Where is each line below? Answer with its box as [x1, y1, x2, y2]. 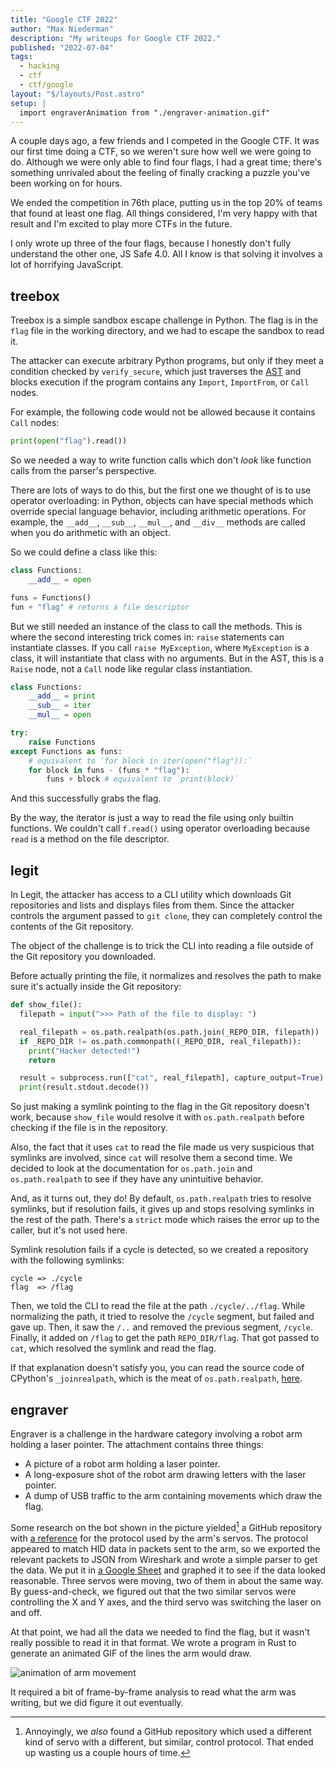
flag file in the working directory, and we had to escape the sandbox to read [10, 325, 325, 337]
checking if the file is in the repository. [10, 1122, 168, 1134]
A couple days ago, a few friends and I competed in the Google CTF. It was [10, 135, 320, 147]
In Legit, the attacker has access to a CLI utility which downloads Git [10, 889, 292, 901]
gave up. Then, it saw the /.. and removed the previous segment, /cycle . [10, 1321, 314, 1333]
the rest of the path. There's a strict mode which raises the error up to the [10, 1214, 320, 1226]
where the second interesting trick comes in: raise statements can [10, 631, 285, 643]
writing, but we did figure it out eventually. [10, 1696, 184, 1708]
